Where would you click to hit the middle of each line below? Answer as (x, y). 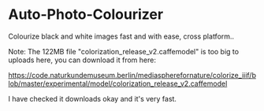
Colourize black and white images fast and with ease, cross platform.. (121, 36)
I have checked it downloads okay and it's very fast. (93, 98)
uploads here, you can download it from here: (82, 60)
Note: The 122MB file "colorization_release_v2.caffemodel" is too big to (123, 51)
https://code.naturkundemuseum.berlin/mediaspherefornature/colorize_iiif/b (132, 75)
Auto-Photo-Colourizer (86, 15)
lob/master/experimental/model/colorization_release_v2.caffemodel (118, 83)
